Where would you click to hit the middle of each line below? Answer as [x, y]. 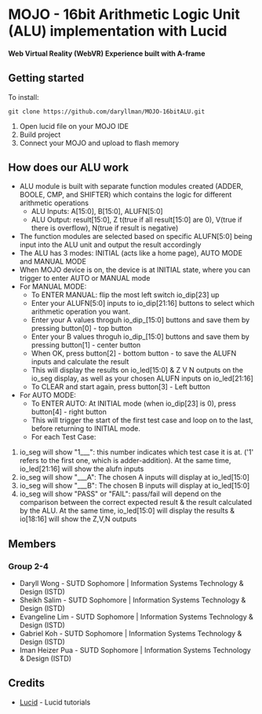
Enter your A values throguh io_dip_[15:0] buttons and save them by [140, 320]
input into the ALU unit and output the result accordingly [110, 245]
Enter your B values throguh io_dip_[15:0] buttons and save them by [140, 337]
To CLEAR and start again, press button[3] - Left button [120, 387]
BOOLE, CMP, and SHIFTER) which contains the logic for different [126, 195]
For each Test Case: [64, 437]
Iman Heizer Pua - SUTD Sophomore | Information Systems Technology [135, 650]
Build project [40, 134]
